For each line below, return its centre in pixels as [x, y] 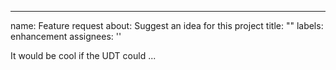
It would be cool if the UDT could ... [83, 55]
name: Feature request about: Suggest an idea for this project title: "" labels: [167, 25]
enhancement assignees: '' [66, 36]
